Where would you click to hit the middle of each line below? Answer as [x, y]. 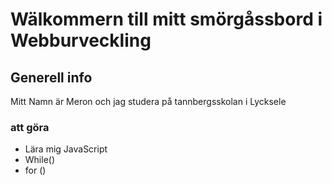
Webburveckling [81, 40]
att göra [30, 127]
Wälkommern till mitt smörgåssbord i [166, 19]
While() [40, 160]
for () [35, 170]
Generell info [51, 77]
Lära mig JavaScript [66, 149]
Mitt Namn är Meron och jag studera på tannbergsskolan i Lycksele [148, 101]
